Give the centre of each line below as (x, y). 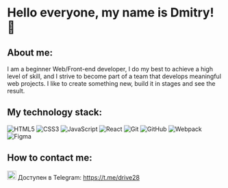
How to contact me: (50, 158)
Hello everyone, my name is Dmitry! (111, 13)
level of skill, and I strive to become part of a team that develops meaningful (114, 76)
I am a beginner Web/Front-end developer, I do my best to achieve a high (110, 69)
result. (16, 91)
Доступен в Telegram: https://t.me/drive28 (79, 177)
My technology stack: (55, 112)
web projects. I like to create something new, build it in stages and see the (111, 83)
